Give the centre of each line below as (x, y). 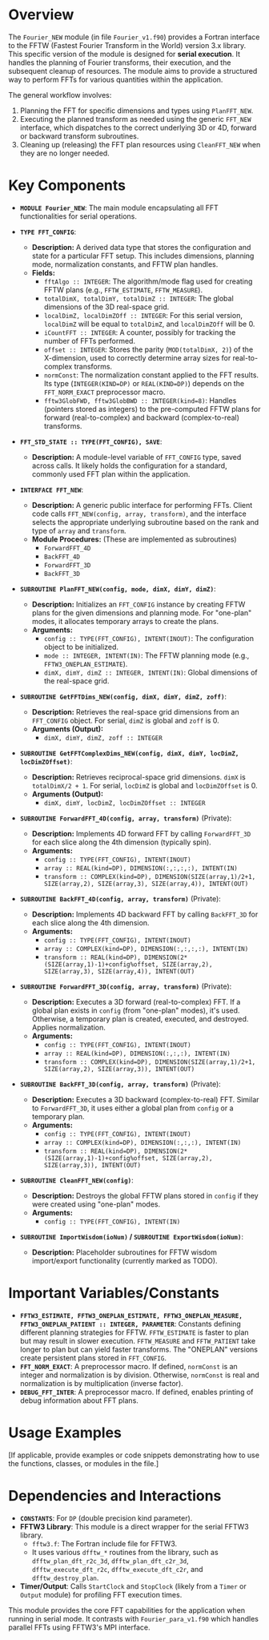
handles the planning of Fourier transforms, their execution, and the (120, 62)
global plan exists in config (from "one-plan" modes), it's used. (136, 1010)
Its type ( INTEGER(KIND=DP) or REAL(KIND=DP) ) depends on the (144, 383)
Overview (41, 15)
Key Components (67, 185)
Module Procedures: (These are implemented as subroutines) (134, 539)
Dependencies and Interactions (115, 1495)
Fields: (44, 272)
